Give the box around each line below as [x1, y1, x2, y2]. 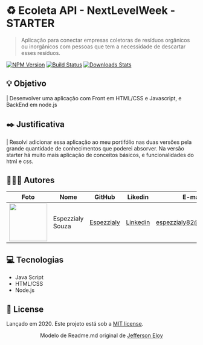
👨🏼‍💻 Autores [6, 175, 55, 185]
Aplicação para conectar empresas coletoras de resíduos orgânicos [21, 36, 190, 44]
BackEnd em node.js [6, 101, 57, 108]
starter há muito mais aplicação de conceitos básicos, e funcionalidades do [6, 151, 195, 158]
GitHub [94, 193, 115, 201]
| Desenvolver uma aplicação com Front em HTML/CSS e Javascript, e [6, 94, 182, 102]
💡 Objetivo [6, 79, 47, 89]
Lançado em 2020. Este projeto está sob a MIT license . [6, 320, 144, 327]
